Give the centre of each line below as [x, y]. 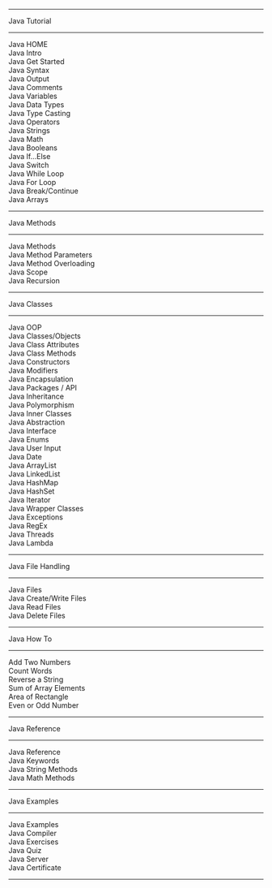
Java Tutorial [30, 21]
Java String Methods [43, 769]
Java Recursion [34, 280]
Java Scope [28, 272]
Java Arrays [28, 199]
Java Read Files [35, 607]
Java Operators [34, 122]
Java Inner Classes [40, 414]
